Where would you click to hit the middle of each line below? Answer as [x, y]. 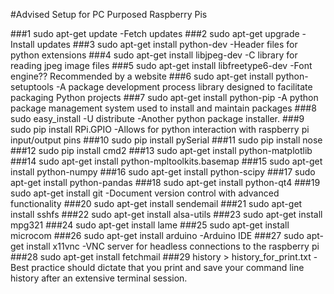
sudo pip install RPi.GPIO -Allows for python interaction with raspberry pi [160, 129]
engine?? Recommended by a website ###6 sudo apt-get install [142, 76]
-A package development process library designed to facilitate [184, 87]
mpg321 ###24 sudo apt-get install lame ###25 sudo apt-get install [150, 225]
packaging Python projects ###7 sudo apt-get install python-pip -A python [164, 97]
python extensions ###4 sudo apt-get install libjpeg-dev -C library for [154, 55]
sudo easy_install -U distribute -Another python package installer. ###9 [157, 118]
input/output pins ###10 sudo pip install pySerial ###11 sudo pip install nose [166, 140]
